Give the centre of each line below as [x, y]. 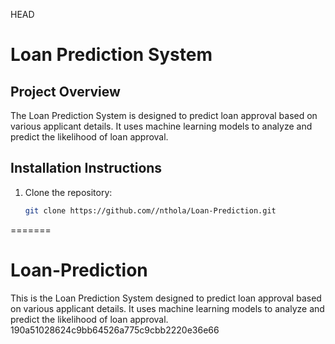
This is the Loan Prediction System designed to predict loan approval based [166, 298]
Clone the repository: [68, 192]
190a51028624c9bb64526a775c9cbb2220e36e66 [115, 330]
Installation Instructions [86, 168]
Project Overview [65, 91]
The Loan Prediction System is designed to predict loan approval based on [164, 115]
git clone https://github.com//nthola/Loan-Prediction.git [150, 210]
